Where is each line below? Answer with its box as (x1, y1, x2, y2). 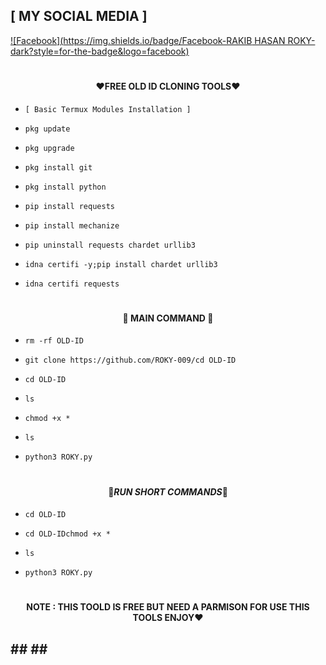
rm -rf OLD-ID (24, 336, 84, 346)
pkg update (24, 124, 71, 134)
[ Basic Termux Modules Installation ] (24, 104, 192, 114)
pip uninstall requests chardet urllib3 (24, 240, 196, 250)
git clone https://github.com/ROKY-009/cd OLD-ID (24, 355, 237, 366)
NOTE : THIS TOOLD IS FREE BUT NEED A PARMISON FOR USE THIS (26, 601, 310, 613)
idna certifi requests (24, 279, 120, 289)
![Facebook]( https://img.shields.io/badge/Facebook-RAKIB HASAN (10, 34, 286, 46)
